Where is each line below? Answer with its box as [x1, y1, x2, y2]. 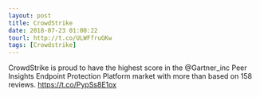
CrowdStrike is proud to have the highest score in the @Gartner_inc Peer [8, 63, 247, 72]
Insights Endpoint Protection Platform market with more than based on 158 [8, 72, 253, 81]
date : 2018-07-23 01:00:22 [8, 26, 98, 34]
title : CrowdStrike [8, 19, 73, 27]
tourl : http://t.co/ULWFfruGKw [8, 33, 112, 42]
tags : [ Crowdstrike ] [8, 41, 77, 49]
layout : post [8, 11, 52, 20]
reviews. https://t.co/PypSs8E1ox [8, 80, 117, 90]
